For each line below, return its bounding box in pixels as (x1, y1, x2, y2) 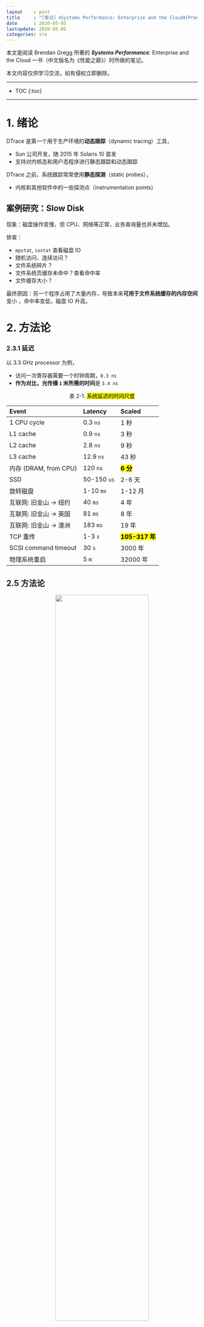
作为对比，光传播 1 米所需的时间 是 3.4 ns (15, 379, 118, 387)
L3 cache (9, 452, 36, 461)
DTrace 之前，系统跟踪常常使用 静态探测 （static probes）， (6, 171, 152, 178)
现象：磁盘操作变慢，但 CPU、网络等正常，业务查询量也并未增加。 (6, 220, 174, 228)
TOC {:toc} (15, 88, 42, 95)
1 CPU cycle (9, 418, 45, 427)
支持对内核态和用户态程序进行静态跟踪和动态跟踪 (15, 158, 138, 165)
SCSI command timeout (9, 543, 77, 552)
